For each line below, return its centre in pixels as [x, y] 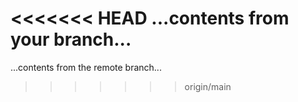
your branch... [71, 39]
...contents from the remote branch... [86, 67]
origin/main [208, 86]
